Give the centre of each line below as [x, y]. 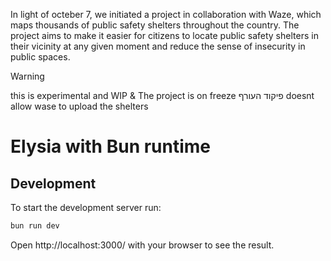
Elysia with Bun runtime [111, 146]
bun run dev [35, 226]
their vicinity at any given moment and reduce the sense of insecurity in [158, 46]
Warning [27, 76]
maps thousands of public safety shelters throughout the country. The [155, 25]
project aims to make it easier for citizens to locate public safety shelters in [164, 35]
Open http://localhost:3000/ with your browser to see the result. [142, 245]
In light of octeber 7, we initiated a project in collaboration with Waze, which [166, 14]
